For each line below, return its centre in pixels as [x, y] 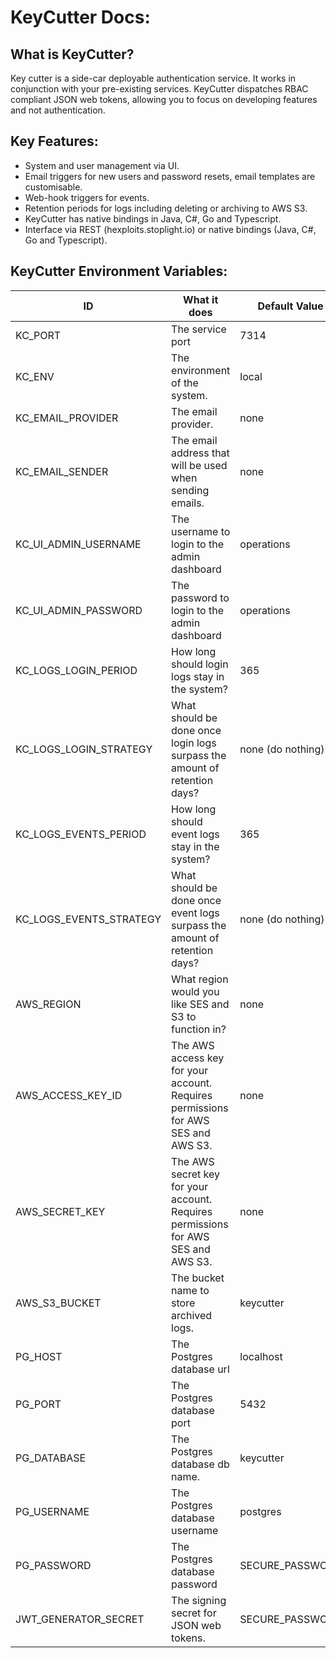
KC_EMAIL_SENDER [62, 471]
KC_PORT [38, 335]
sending [190, 490]
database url [200, 1369]
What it [201, 299]
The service [199, 329]
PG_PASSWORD [53, 1565]
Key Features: [54, 141]
